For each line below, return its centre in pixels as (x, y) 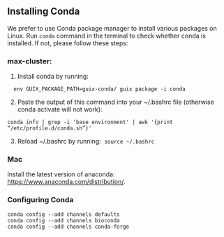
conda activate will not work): (60, 109)
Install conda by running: (53, 77)
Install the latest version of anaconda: (61, 174)
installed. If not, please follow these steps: (68, 43)
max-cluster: (30, 61)
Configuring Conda (40, 200)
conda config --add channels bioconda (64, 220)
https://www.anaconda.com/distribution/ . (66, 182)
